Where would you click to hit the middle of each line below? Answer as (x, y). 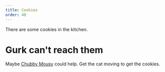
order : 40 (16, 15)
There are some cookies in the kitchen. (47, 29)
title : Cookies (22, 10)
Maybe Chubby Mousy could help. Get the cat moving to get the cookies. (83, 64)
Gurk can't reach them (54, 50)
